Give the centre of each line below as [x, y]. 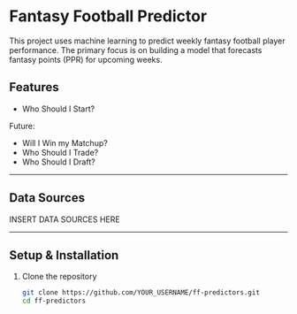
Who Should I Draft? [58, 162]
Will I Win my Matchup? [65, 142]
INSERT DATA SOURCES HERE [65, 219]
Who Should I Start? [58, 109]
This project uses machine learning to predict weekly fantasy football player [147, 41]
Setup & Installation [64, 255]
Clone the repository [59, 277]
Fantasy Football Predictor [108, 16]
